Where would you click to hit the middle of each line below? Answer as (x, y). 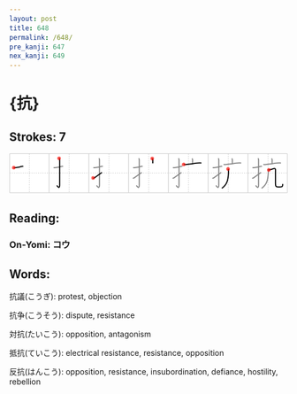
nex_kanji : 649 (37, 56)
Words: (30, 274)
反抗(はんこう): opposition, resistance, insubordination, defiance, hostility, (144, 372)
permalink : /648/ (41, 37)
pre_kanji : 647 (37, 47)
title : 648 (29, 28)
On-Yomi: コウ (40, 245)
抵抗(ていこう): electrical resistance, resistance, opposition (117, 353)
